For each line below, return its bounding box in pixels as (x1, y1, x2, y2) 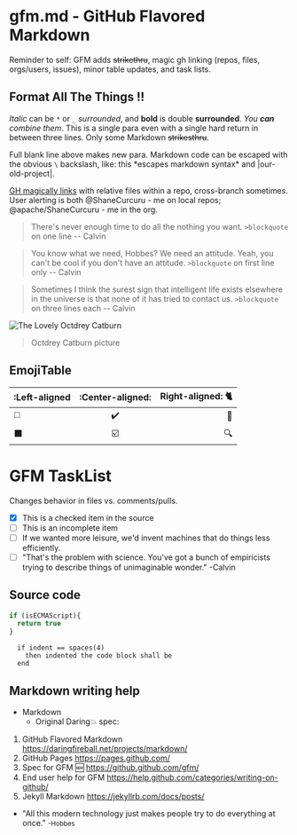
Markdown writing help (9, 683, 140, 698)
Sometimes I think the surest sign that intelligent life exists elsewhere (30, 284, 284, 295)
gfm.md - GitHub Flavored (9, 6, 206, 27)
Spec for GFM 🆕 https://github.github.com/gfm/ (21, 762, 199, 773)
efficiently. (21, 542, 61, 553)
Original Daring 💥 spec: (35, 716, 120, 727)
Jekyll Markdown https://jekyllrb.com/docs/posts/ (21, 792, 205, 801)
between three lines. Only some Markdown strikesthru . (9, 131, 210, 143)
